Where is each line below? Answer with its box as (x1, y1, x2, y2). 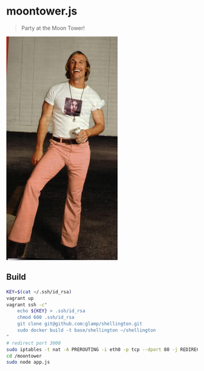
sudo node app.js (6, 359, 50, 366)
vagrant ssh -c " (6, 302, 47, 308)
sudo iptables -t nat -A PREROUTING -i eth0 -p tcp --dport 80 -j (6, 346, 178, 353)
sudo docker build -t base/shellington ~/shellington (17, 327, 156, 333)
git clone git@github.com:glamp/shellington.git (17, 321, 143, 327)
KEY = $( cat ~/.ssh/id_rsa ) (6, 288, 72, 295)
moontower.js (6, 4, 78, 18)
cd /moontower (6, 353, 42, 359)
